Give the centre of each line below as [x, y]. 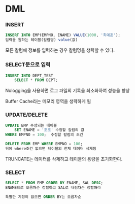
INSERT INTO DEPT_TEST [29, 76]
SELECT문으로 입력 [28, 65]
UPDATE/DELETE [27, 115]
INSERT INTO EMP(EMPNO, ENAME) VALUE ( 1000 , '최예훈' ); [63, 35]
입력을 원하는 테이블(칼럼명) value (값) [42, 40]
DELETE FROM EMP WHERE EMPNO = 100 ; [44, 144]
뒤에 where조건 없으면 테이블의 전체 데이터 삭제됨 [51, 149]
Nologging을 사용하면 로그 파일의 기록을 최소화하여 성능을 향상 [68, 91]
